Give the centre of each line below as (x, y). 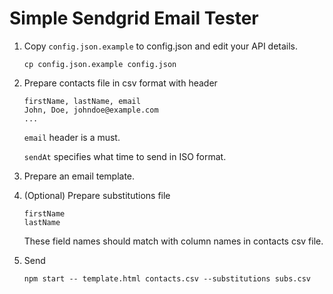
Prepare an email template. (79, 176)
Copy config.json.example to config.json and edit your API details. (161, 46)
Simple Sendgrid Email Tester (134, 18)
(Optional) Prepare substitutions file (97, 195)
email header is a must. (72, 137)
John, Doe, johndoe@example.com (91, 110)
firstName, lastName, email (82, 101)
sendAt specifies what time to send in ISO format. (125, 156)
